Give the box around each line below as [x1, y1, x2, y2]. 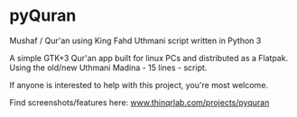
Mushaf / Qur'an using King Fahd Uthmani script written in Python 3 [9, 35, 262, 46]
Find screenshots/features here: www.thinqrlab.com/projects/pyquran [9, 96, 270, 108]
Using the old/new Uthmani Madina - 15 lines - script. [9, 62, 208, 73]
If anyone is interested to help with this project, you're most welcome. [9, 79, 269, 90]
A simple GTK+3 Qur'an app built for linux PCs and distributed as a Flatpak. [9, 52, 289, 63]
